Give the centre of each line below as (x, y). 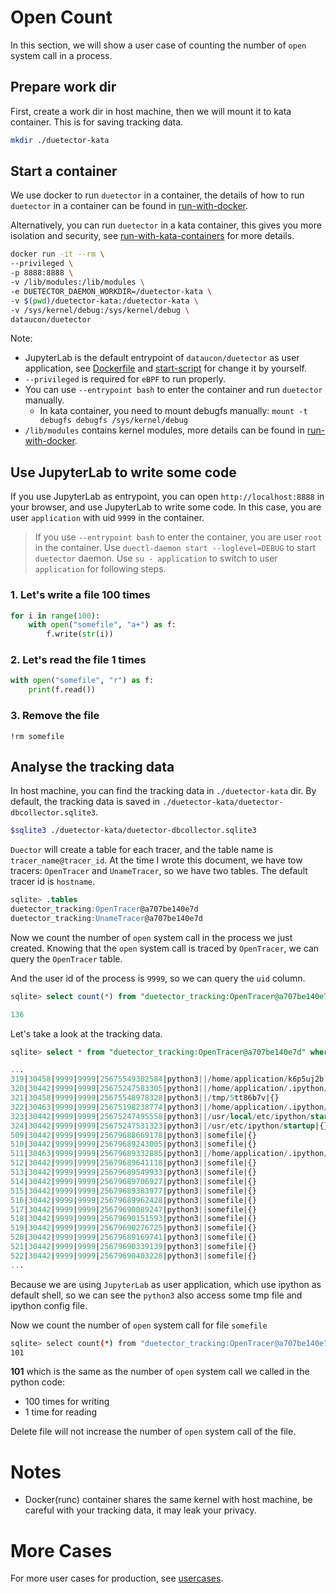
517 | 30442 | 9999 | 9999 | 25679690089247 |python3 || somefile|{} (133, 1209)
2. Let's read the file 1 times (78, 660)
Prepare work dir (63, 87)
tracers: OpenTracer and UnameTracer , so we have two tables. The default (159, 871)
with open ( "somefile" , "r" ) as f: (82, 681)
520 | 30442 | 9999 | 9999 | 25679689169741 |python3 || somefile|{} (133, 1237)
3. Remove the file (55, 716)
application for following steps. (100, 569)
